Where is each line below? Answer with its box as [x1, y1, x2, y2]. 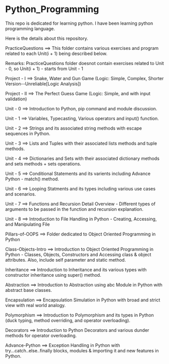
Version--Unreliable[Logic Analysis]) [5, 81, 82, 87]
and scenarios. [5, 191, 36, 197]
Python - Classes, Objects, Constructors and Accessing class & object [5, 251, 151, 258]
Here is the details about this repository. [5, 35, 88, 41]
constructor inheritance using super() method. [5, 272, 101, 278]
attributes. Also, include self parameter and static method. [5, 257, 126, 263]
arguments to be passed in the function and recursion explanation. [5, 206, 144, 212]
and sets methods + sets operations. [5, 160, 82, 167]
